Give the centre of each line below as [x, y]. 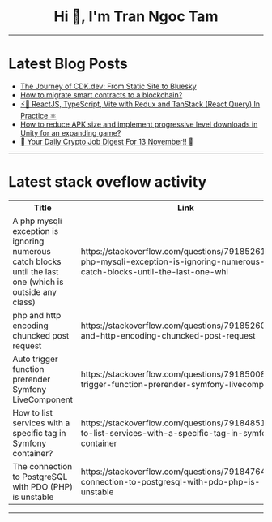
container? [33, 453]
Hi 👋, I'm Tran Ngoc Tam [136, 17]
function [28, 369]
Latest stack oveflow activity [108, 182]
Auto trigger [35, 359]
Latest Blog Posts [68, 64]
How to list [32, 412]
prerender [32, 379]
